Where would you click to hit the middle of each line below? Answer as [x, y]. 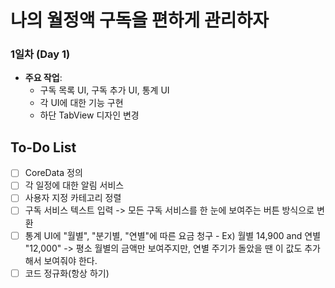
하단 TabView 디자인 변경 [89, 115]
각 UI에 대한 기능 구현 [81, 103]
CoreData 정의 [53, 173]
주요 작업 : [43, 78]
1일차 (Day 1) [40, 54]
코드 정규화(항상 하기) [67, 273]
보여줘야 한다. [70, 260]
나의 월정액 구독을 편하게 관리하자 [139, 20]
